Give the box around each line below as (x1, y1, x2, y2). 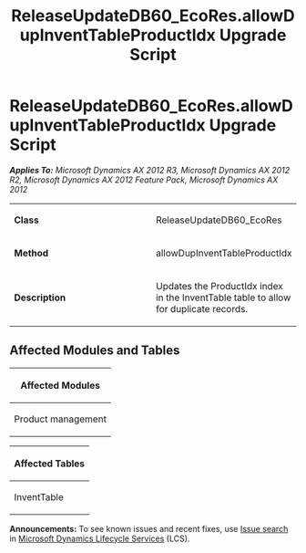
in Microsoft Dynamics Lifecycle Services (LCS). (9, 533, 190, 544)
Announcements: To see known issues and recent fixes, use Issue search (9, 523, 289, 534)
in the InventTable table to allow (156, 291, 291, 304)
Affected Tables (14, 457, 85, 470)
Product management (14, 412, 107, 425)
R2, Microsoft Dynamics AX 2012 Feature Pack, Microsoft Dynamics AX (9, 174, 279, 185)
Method (14, 246, 49, 259)
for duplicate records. (156, 302, 249, 315)
